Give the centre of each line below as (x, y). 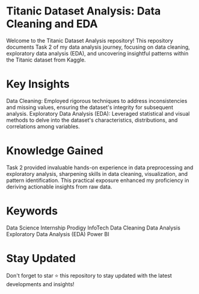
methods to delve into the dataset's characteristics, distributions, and (92, 120)
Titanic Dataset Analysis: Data (84, 11)
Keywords (32, 211)
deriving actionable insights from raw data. (59, 186)
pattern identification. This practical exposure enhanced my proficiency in (98, 180)
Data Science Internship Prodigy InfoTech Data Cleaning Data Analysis (93, 228)
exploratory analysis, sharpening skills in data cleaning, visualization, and (97, 174)
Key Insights (38, 84)
